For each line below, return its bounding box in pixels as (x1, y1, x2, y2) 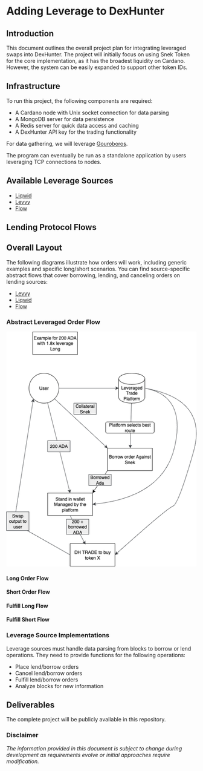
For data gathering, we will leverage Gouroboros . (6, 140, 128, 147)
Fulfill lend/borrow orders (14, 676, 79, 683)
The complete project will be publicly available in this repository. (6, 716, 166, 723)
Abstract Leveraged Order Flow (6, 318, 101, 326)
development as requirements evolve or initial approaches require (6, 751, 170, 758)
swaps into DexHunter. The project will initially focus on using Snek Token (6, 51, 190, 58)
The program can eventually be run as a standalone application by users (6, 151, 186, 159)
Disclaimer (6, 731, 39, 740)
